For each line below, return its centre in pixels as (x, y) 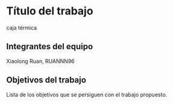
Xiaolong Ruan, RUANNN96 (40, 61)
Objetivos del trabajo (46, 80)
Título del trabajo (50, 11)
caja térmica (22, 28)
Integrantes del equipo (50, 47)
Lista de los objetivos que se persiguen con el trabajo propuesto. (87, 94)
